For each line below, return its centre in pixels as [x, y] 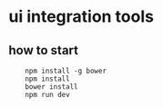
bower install [51, 87]
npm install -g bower [66, 71]
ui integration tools [81, 17]
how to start [44, 50]
